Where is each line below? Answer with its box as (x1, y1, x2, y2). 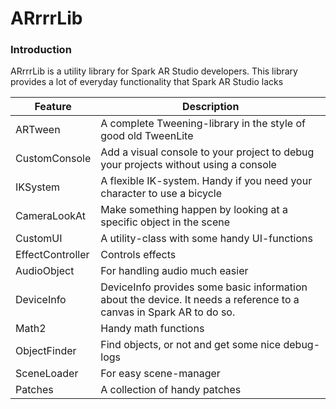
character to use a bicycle (100, 187, 223, 201)
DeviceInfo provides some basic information (100, 280, 308, 294)
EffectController (15, 248, 90, 262)
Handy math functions (100, 322, 205, 336)
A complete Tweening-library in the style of (100, 117, 306, 131)
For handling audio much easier (100, 264, 249, 278)
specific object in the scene (100, 215, 230, 229)
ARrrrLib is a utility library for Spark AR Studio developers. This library (10, 65, 298, 77)
